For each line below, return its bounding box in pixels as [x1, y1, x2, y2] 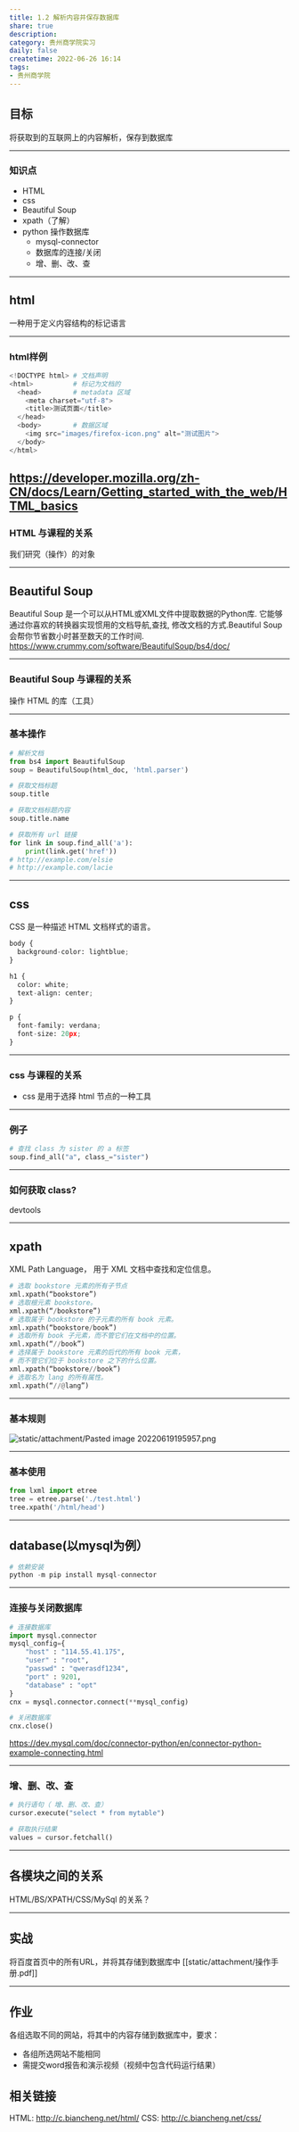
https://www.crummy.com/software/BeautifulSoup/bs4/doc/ [9, 641, 230, 651]
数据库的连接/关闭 [35, 246, 101, 257]
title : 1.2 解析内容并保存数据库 [9, 12, 120, 22]
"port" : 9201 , [25, 1672, 82, 1681]
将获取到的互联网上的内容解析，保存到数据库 [9, 131, 174, 143]
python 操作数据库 [21, 226, 90, 236]
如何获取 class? [9, 1184, 77, 1197]
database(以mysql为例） [9, 1539, 149, 1554]
